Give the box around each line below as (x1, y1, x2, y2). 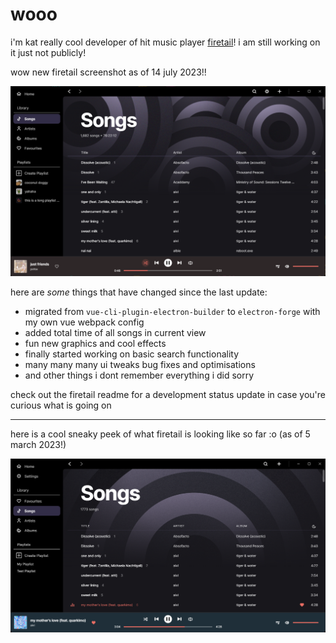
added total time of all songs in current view (24, 327, 207, 339)
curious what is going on (10, 399, 112, 412)
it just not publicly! (10, 46, 87, 58)
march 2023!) (10, 439, 67, 451)
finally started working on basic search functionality (24, 348, 240, 360)
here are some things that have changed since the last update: (10, 286, 268, 298)
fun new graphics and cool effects (24, 338, 167, 350)
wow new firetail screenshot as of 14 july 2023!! (10, 66, 207, 78)
